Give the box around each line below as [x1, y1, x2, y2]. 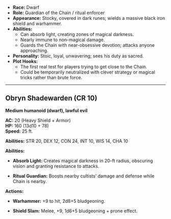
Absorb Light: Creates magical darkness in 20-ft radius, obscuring [12, 158, 153, 164]
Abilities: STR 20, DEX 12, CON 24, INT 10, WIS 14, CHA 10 [5, 138, 128, 144]
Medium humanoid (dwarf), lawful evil [5, 107, 88, 113]
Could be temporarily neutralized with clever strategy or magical [20, 69, 155, 75]
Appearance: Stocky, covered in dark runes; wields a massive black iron [12, 15, 165, 21]
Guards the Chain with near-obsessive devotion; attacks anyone [20, 42, 155, 48]
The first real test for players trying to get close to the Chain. [20, 64, 148, 70]
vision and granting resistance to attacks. [12, 163, 99, 169]
